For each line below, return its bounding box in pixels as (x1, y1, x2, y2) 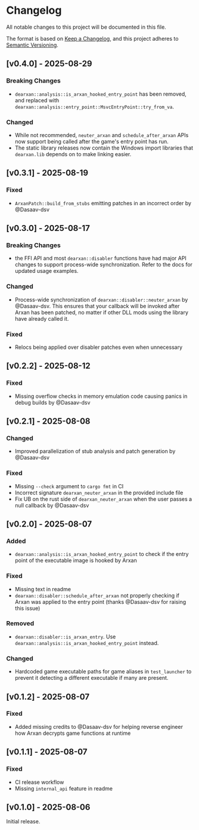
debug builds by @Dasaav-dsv (14, 399, 91, 406)
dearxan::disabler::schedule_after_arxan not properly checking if (14, 592, 180, 599)
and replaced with (14, 96, 60, 104)
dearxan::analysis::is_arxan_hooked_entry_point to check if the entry (14, 551, 189, 558)
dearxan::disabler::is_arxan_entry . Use (14, 633, 116, 640)
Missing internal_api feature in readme (14, 785, 113, 792)
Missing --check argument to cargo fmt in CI (14, 482, 124, 490)
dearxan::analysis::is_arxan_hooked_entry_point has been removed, (14, 90, 186, 98)
